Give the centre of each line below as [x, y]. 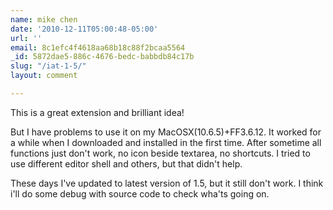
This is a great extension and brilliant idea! [97, 112]
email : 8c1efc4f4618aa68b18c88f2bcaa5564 [98, 47]
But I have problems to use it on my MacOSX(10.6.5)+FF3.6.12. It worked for [166, 132]
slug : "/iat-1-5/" [48, 66]
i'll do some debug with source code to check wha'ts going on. [140, 193]
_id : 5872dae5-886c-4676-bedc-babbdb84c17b [102, 57]
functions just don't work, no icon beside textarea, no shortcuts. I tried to [160, 153]
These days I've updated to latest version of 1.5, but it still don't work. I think [167, 183]
